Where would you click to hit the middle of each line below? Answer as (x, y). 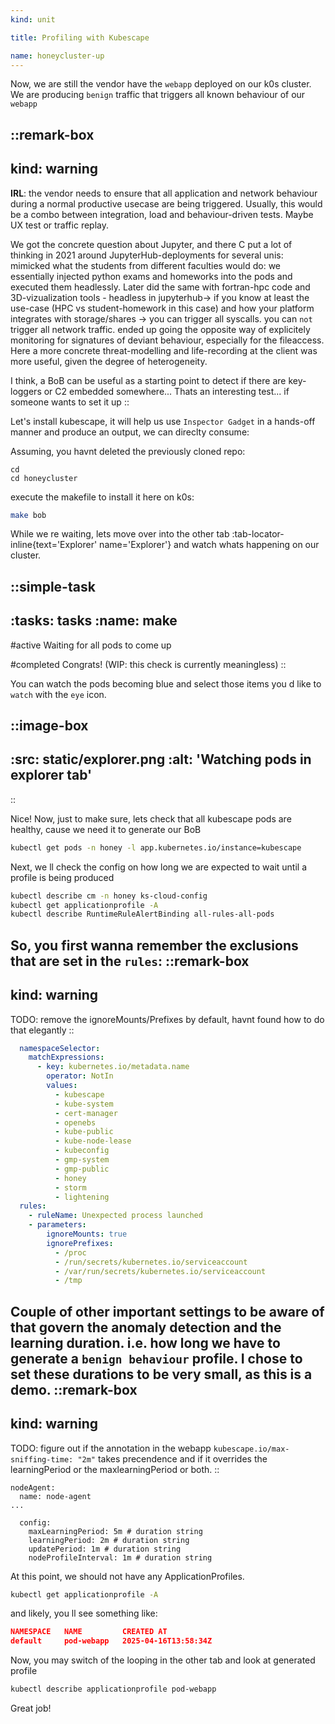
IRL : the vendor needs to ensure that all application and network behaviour (164, 193)
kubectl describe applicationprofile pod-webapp (113, 1689)
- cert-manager (86, 1113)
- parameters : (57, 1225)
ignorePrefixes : (80, 1243)
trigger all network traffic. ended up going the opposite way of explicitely (160, 329)
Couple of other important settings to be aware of (167, 1311)
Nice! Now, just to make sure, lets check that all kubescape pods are (151, 818)
